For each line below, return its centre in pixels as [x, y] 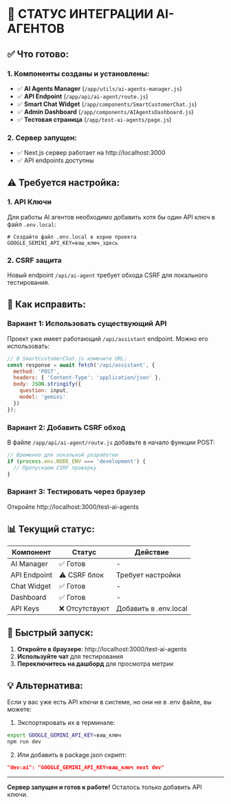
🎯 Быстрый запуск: [51, 633]
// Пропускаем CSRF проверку [55, 468]
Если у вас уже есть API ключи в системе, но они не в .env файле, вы [109, 702]
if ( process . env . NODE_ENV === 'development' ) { [77, 461]
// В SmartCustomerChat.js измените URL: [67, 358]
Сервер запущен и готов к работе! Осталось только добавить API [105, 787]
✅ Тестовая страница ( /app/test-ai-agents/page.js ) [94, 119]
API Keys [25, 608]
